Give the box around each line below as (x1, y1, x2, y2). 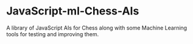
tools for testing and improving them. (6, 30, 99, 37)
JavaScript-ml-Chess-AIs (6, 4, 139, 18)
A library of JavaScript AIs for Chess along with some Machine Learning (6, 24, 188, 31)
